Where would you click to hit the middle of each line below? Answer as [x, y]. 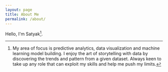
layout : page [19, 10]
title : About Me [22, 14]
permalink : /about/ [25, 19]
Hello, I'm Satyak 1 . [24, 34]
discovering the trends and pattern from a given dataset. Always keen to [87, 59]
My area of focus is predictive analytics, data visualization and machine [86, 48]
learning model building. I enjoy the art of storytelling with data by [80, 54]
